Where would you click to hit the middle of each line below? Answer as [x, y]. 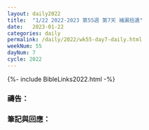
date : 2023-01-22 [36, 27]
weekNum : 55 [24, 46]
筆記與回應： [29, 119]
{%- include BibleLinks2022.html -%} [61, 79]
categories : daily [34, 33]
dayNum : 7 [22, 53]
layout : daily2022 [34, 14]
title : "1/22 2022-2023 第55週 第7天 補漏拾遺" [75, 20]
